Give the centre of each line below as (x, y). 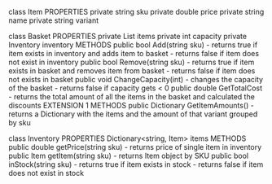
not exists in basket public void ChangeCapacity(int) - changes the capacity (136, 79)
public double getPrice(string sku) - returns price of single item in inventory (135, 147)
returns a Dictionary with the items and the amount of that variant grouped (133, 114)
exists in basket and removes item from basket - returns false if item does (132, 71)
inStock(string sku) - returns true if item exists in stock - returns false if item (136, 164)
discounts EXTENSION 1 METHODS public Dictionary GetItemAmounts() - (132, 105)
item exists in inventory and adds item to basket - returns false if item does (134, 53)
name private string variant (54, 20)
